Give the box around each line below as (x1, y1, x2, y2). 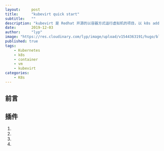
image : (5, 35, 19, 39)
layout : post (5, 7, 41, 12)
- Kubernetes (14, 48, 41, 53)
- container (14, 57, 38, 62)
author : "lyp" (5, 30, 42, 35)
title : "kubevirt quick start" (5, 12, 80, 17)
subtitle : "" (5, 16, 36, 21)
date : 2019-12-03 (5, 25, 54, 30)
